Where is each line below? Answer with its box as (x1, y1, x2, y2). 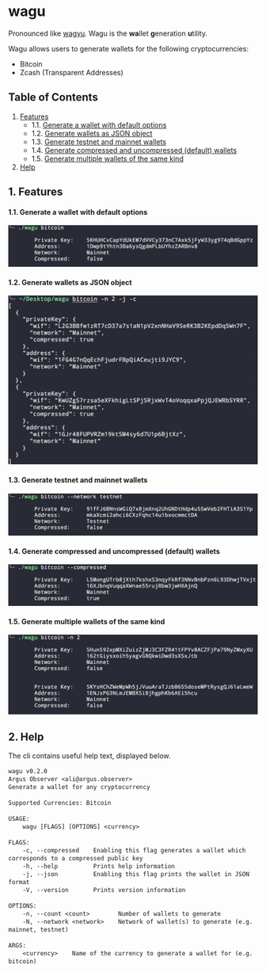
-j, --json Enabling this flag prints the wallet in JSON (22, 871, 249, 879)
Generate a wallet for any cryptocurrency (8, 783, 150, 791)
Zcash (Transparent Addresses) (19, 67, 124, 77)
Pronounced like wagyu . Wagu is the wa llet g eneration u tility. (8, 29, 208, 38)
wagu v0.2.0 (8, 768, 47, 776)
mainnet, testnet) (8, 926, 69, 934)
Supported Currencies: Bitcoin (8, 799, 112, 807)
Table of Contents (8, 90, 99, 105)
